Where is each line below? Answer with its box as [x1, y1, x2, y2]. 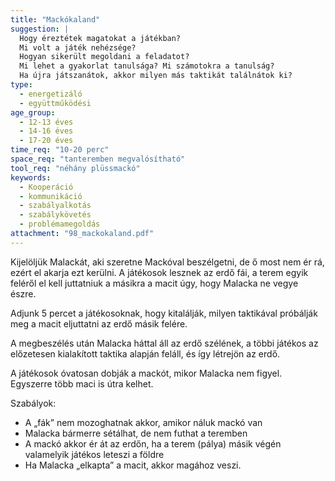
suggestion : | [10, 24, 70, 34]
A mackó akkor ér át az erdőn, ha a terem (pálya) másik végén [24, 437, 282, 450]
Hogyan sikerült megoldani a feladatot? [19, 52, 190, 62]
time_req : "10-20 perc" [10, 145, 110, 155]
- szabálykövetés [19, 210, 92, 220]
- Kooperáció [19, 182, 74, 192]
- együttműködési [19, 98, 92, 108]
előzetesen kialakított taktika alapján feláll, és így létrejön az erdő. [10, 347, 281, 360]
